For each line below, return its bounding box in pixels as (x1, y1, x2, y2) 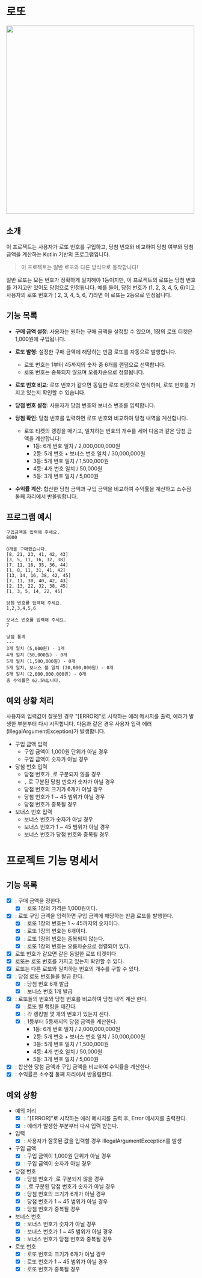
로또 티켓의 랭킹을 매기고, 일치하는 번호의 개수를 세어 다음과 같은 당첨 (23, 427, 186, 434)
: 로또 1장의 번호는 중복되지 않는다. (23, 935, 105, 942)
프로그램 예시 (6, 512, 52, 522)
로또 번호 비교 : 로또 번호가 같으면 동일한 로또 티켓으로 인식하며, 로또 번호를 (14, 381, 189, 388)
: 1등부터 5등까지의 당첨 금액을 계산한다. (23, 1018, 118, 1025)
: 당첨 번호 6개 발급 (23, 980, 69, 987)
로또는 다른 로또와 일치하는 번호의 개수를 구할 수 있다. (14, 965, 140, 972)
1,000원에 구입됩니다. (14, 335, 66, 343)
